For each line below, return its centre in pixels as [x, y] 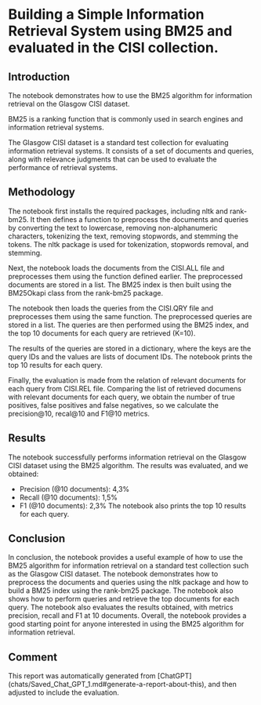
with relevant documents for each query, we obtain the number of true [121, 397]
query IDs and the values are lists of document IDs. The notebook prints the [130, 356]
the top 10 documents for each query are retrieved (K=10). [102, 333]
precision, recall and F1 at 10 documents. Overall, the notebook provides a [127, 616]
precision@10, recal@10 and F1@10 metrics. [79, 413]
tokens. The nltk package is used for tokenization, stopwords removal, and [129, 244]
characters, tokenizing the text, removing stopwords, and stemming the [123, 236]
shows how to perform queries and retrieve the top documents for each [124, 599]
